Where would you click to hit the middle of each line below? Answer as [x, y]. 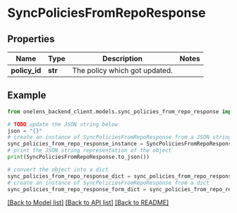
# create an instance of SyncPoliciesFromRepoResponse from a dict [109, 183]
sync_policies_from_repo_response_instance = [75, 144]
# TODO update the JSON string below [63, 124]
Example [27, 95]
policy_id [26, 70]
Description [122, 59]
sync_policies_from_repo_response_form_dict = [77, 189]
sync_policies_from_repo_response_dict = [69, 176]
